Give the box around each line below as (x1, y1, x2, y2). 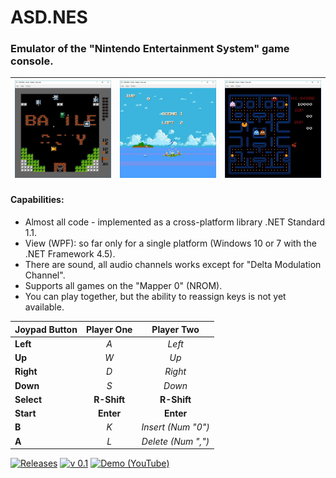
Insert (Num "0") (141, 421, 210, 433)
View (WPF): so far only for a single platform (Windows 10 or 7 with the (24, 237, 317, 250)
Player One (85, 323, 133, 335)
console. (10, 54, 54, 68)
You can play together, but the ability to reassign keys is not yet (24, 291, 287, 303)
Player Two (151, 323, 200, 335)
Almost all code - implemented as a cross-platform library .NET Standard (24, 216, 326, 228)
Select (14, 393, 43, 405)
